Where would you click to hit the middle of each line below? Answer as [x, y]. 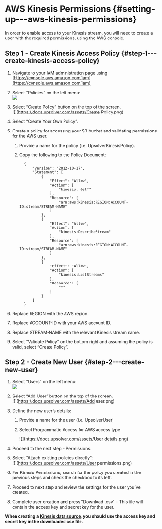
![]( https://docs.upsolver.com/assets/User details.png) [74, 439]
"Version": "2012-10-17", [58, 168]
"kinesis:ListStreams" [81, 274]
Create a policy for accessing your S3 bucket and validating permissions [84, 131]
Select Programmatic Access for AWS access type [70, 429]
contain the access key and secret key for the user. [63, 507]
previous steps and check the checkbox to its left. [62, 477]
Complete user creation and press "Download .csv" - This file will [77, 501]
